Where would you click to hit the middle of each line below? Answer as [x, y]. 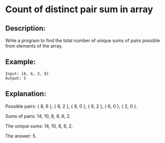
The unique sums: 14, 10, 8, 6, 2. [39, 126]
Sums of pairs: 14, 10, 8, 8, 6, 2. [38, 116]
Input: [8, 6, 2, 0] [27, 74]
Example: [20, 62]
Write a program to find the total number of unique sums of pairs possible [82, 40]
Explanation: [26, 94]
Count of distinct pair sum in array [79, 9]
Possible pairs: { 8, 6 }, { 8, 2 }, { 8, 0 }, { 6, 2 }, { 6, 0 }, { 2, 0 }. [71, 106]
